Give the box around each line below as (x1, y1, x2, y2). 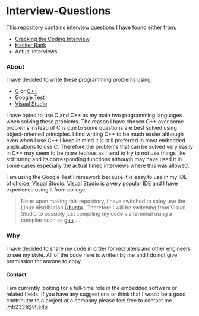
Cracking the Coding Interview (14, 35, 90, 42)
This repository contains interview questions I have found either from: (6, 24, 177, 31)
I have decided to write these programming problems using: (6, 76, 153, 84)
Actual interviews (14, 47, 58, 55)
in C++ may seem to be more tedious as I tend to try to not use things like (6, 149, 186, 157)
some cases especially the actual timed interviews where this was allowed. (6, 162, 189, 170)
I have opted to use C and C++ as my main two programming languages (6, 111, 182, 119)
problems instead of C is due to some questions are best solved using (6, 125, 177, 132)
